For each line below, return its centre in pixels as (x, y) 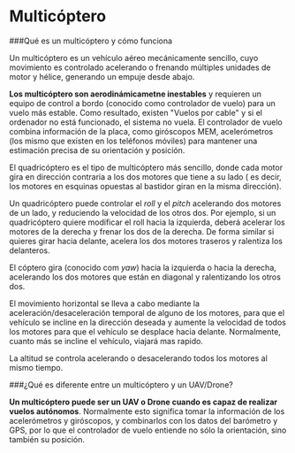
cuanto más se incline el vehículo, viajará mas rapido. (106, 341)
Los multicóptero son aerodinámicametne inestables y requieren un (136, 94)
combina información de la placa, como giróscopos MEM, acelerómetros (141, 131)
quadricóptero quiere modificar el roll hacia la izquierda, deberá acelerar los (147, 222)
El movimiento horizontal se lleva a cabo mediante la (105, 303)
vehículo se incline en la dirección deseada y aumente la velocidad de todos (148, 322)
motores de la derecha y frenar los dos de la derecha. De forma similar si (142, 231)
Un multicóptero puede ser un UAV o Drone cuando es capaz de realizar (144, 402)
